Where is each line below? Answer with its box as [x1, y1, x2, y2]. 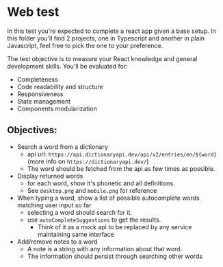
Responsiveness [16, 90, 64, 98]
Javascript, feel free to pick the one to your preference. [7, 41, 163, 49]
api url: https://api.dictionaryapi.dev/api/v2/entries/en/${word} [27, 150, 218, 158]
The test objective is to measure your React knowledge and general [7, 54, 198, 62]
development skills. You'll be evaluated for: [7, 62, 128, 70]
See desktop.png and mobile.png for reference [27, 186, 157, 194]
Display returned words [16, 172, 83, 180]
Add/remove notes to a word [16, 237, 98, 246]
